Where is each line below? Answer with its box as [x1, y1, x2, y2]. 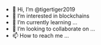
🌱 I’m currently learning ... [12, 19, 78, 26]
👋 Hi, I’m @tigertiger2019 [12, 6, 75, 13]
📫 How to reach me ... [12, 32, 69, 39]
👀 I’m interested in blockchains [12, 12, 90, 19]
